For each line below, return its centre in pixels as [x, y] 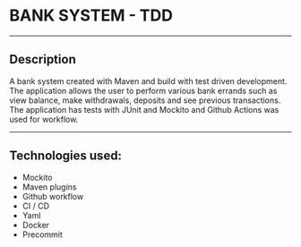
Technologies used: [66, 156]
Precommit [42, 234]
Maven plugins [49, 187]
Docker [36, 225]
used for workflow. [44, 119]
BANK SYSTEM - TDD [91, 16]
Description [43, 60]
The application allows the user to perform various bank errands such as [143, 90]
